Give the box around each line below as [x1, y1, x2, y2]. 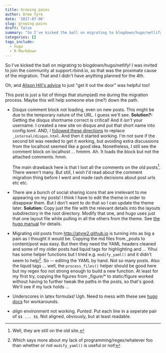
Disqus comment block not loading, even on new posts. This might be [12, 107, 155, 113]
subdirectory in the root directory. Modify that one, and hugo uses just [12, 210, 156, 216]
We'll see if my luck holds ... [12, 283, 70, 289]
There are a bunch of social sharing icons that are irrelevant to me [12, 190, 147, 196]
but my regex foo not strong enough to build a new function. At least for [12, 268, 159, 274]
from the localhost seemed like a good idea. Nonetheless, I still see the [12, 143, 157, 149]
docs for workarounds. [12, 298, 59, 304]
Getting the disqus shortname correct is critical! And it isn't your [12, 117, 143, 123]
